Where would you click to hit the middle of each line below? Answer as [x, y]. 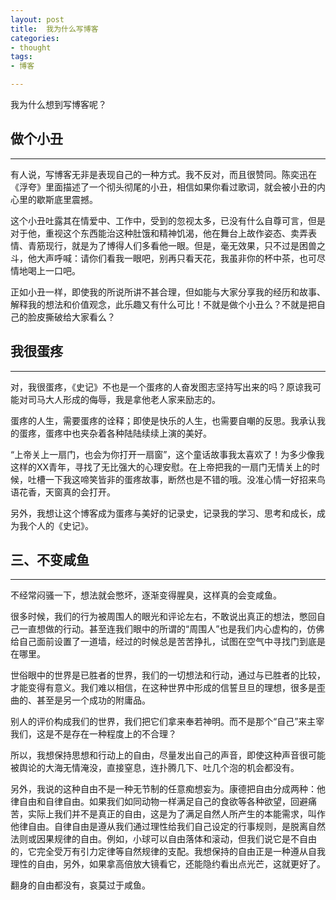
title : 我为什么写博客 [54, 29]
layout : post [37, 19]
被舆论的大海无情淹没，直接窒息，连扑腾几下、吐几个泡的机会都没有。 [155, 768]
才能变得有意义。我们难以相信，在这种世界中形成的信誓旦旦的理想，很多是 [163, 688]
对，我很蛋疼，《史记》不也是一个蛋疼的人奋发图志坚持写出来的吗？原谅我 [161, 387]
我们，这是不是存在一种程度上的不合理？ [93, 734]
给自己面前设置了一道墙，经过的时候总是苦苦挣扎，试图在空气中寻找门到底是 [168, 642]
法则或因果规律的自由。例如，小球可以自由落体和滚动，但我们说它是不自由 [163, 839]
